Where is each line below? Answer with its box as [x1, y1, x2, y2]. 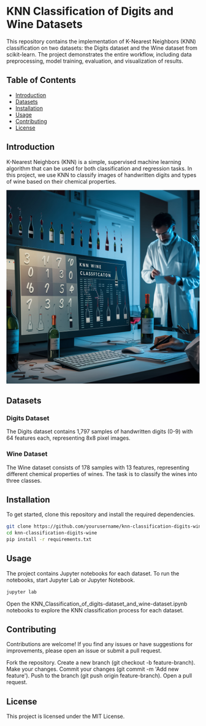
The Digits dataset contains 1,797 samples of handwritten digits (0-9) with [6, 428, 193, 435]
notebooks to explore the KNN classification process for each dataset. [6, 606, 184, 614]
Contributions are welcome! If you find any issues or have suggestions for [6, 641, 193, 648]
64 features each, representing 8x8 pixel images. [6, 434, 131, 442]
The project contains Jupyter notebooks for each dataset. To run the [6, 569, 180, 577]
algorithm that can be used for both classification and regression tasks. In [6, 165, 193, 172]
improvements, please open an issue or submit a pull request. [6, 647, 162, 655]
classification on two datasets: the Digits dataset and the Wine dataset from [6, 44, 198, 52]
